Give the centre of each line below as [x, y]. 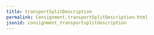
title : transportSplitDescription [49, 12]
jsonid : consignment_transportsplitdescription [67, 23]
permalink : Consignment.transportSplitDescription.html [77, 17]
